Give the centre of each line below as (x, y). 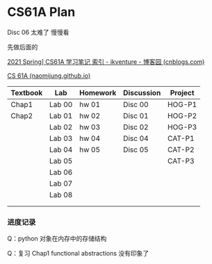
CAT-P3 (181, 160)
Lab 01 (61, 115)
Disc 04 (136, 138)
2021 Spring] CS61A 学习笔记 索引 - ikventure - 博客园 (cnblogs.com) (106, 61)
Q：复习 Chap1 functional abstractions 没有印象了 (78, 254)
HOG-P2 (182, 115)
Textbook (27, 92)
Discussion (142, 92)
